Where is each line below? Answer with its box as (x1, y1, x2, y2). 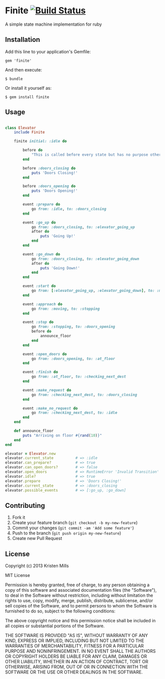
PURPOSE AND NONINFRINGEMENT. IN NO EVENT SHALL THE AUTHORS (5, 648, 156, 654)
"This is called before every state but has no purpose (31, 152, 148, 157)
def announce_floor (14, 429, 54, 433)
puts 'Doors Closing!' (31, 170, 78, 175)
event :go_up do (23, 220, 56, 225)
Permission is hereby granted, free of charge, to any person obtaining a (5, 582, 150, 588)
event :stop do (23, 320, 54, 325)
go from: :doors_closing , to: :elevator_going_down (31, 256, 139, 261)
